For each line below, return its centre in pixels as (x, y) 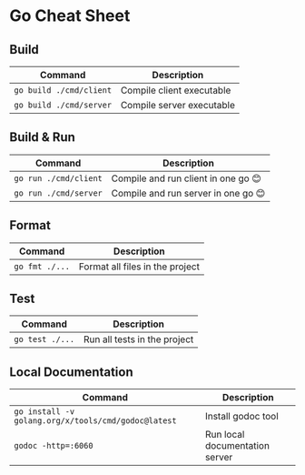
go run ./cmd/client (58, 178)
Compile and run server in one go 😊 (188, 193)
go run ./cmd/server (58, 193)
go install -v (44, 412)
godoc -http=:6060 (54, 446)
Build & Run (42, 137)
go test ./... (44, 339)
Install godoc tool (241, 417)
